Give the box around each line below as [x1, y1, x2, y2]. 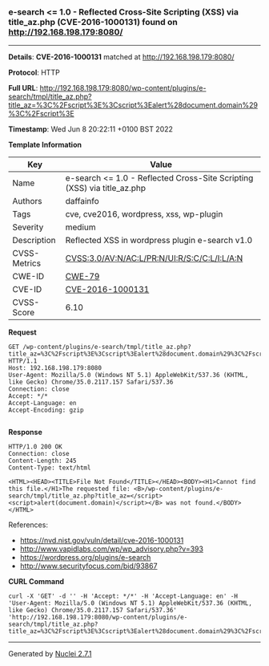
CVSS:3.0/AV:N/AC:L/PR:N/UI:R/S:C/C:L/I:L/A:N [65, 253, 243, 264]
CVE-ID [12, 284, 42, 295]
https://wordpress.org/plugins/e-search [19, 553, 151, 562]
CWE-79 [65, 271, 100, 282]
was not [165, 499, 192, 507]
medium [65, 221, 96, 233]
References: [8, 520, 48, 530]
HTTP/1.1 [8, 357, 38, 365]
